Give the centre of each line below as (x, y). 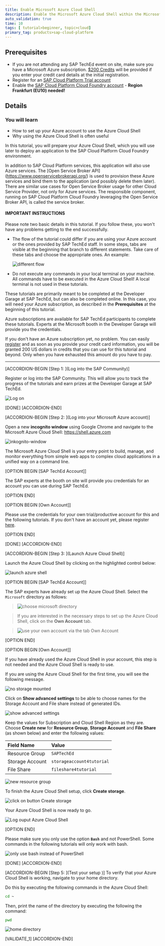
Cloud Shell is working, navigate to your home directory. (62, 878)
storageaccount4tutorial (80, 761)
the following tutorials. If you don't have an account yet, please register (77, 519)
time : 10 (14, 23)
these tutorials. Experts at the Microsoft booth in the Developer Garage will (81, 324)
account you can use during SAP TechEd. (47, 486)
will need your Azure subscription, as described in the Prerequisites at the (81, 304)
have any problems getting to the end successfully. (57, 229)
